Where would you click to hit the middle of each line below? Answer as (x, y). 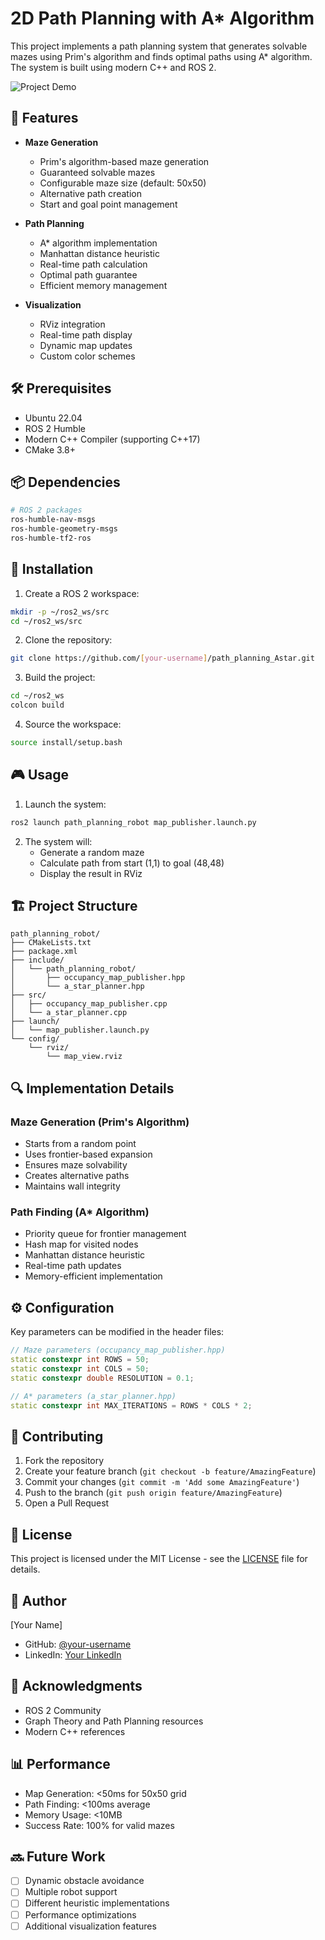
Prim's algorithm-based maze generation (124, 161)
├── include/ (37, 960)
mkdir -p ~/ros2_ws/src (60, 612)
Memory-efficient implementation (93, 1276)
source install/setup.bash (66, 743)
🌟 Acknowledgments (76, 1686)
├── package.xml (44, 952)
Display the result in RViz (91, 873)
